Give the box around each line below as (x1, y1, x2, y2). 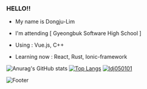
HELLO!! (6, 4, 31, 13)
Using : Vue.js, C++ (15, 41, 64, 49)
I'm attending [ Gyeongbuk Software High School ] (15, 30, 142, 37)
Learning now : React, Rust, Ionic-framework (15, 53, 128, 61)
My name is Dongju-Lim (15, 18, 75, 25)
